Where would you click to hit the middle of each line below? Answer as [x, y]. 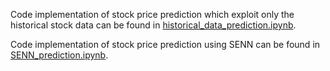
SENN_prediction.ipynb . [59, 55]
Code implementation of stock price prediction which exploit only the [152, 14]
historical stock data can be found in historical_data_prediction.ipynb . [153, 25]
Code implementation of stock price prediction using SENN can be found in [165, 44]
